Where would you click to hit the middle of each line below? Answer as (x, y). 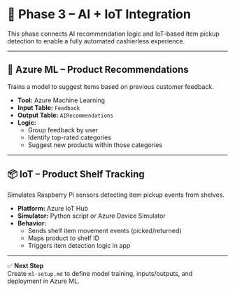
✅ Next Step (26, 265)
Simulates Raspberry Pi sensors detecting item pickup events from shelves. (116, 195)
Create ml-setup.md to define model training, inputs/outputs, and (100, 273)
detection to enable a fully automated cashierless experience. (96, 41)
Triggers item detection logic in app (79, 245)
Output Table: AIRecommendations (65, 115)
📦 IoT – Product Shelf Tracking (76, 174)
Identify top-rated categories (70, 137)
